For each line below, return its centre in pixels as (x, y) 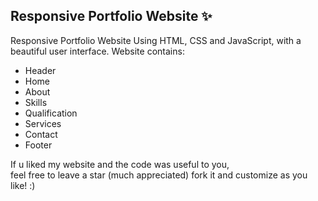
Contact (41, 134)
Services (43, 123)
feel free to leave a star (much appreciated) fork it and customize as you (159, 175)
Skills (36, 102)
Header (40, 70)
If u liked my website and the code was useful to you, (120, 164)
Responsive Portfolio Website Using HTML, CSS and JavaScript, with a (156, 40)
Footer (38, 145)
